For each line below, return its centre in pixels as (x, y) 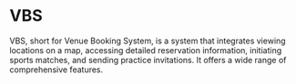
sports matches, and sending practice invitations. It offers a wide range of (148, 60)
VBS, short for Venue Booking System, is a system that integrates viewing (148, 41)
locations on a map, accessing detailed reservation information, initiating (146, 50)
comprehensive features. (56, 70)
